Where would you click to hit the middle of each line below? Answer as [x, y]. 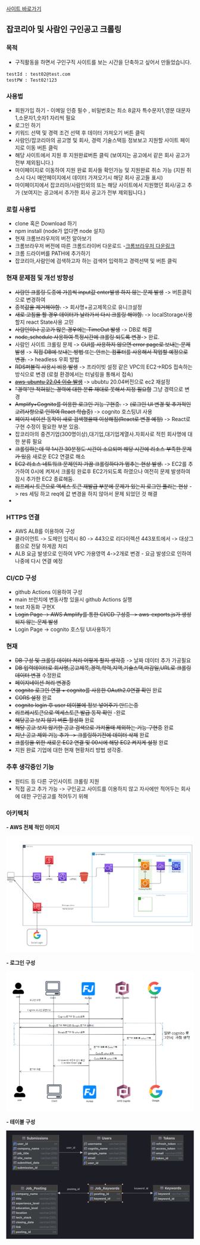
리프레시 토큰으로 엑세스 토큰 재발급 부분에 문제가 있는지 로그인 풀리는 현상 [101, 486]
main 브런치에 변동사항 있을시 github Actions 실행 [74, 600]
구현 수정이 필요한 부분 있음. [47, 427]
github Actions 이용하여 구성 [49, 592]
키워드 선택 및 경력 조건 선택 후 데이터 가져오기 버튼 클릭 [80, 133]
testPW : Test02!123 [32, 80]
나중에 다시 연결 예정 [39, 561]
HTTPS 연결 [23, 517]
